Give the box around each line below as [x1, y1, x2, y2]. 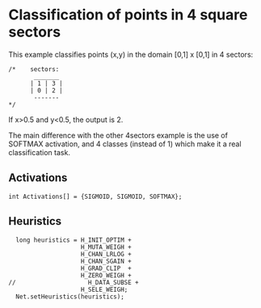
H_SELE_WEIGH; [80, 285, 128, 293]
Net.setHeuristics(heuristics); [15, 293, 125, 301]
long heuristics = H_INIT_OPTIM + [15, 236, 132, 244]
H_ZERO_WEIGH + [80, 271, 132, 280]
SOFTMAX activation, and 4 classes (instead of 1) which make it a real [8, 139, 242, 149]
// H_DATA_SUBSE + [8, 278, 139, 286]
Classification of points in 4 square [8, 6, 248, 24]
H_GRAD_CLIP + [80, 264, 132, 272]
